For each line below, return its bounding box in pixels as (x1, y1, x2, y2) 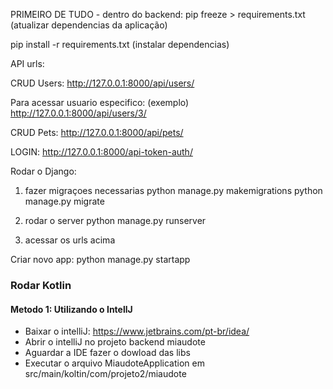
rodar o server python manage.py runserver (24, 215, 207, 226)
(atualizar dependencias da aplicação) (10, 19, 168, 31)
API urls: (10, 58, 45, 69)
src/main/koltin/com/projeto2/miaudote (24, 368, 187, 380)
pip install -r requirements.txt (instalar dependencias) (10, 39, 230, 50)
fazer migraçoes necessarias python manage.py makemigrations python (24, 185, 323, 196)
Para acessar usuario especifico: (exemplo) (10, 97, 190, 108)
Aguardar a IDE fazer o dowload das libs (24, 347, 191, 359)
